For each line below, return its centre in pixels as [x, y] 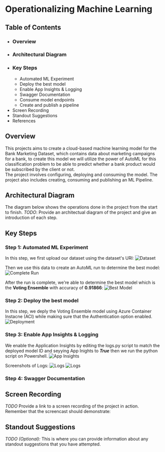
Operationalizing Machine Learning [79, 9]
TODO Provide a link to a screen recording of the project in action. [72, 406]
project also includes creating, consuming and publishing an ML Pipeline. [79, 180]
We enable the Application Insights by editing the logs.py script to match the [82, 345]
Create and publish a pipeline [49, 105]
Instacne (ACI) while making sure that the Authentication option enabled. [79, 316]
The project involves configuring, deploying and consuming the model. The [81, 175]
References [24, 121]
